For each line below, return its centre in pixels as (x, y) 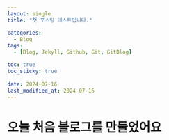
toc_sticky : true (32, 71)
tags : (15, 46)
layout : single (29, 14)
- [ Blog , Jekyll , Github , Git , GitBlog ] (73, 52)
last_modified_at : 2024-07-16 (51, 91)
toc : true (22, 65)
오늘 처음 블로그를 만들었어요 (84, 127)
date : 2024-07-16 (32, 84)
